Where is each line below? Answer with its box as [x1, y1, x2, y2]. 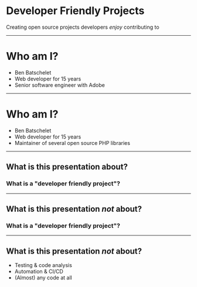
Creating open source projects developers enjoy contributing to [6, 23, 159, 31]
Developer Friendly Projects [6, 4, 145, 18]
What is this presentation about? [6, 162, 128, 172]
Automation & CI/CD [14, 268, 63, 275]
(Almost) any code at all [14, 274, 72, 281]
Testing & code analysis [14, 262, 72, 268]
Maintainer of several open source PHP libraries [14, 139, 131, 146]
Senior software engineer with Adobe [14, 81, 106, 89]
